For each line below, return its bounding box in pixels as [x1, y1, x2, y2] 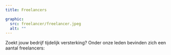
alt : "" [10, 26, 27, 31]
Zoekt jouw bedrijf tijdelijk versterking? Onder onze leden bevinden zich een [5, 40, 166, 46]
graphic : [5, 16, 24, 22]
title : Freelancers [5, 7, 47, 13]
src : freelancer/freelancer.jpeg [10, 21, 81, 26]
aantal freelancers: [5, 45, 45, 51]
